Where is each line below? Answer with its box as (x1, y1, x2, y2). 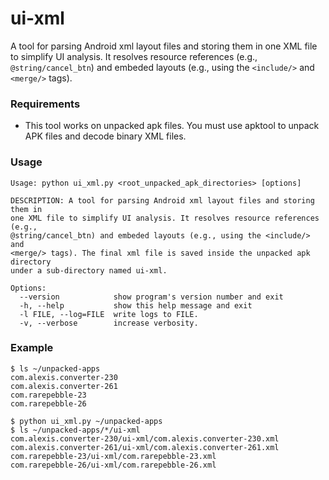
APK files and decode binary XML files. (24, 130, 187, 142)
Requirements (10, 97, 81, 111)
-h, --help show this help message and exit (19, 300, 253, 311)
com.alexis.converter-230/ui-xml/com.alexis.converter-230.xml (10, 433, 280, 444)
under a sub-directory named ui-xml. (10, 265, 168, 276)
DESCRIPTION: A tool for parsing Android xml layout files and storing (10, 195, 315, 206)
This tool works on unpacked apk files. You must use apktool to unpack (24, 120, 320, 132)
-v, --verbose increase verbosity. (19, 318, 199, 328)
